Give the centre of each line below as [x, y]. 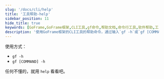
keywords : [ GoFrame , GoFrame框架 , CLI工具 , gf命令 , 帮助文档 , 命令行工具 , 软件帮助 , [80, 28]
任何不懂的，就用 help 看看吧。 [36, 71]
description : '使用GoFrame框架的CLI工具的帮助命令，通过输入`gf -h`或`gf [75, 32]
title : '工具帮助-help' [28, 14]
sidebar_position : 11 [27, 18]
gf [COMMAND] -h [29, 62]
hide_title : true [23, 23]
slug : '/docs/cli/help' [29, 9]
